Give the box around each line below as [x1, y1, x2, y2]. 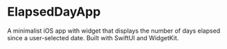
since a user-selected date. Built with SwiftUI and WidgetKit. [7, 33, 179, 42]
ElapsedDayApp [7, 4, 101, 20]
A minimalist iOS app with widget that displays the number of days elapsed [7, 27, 221, 35]
